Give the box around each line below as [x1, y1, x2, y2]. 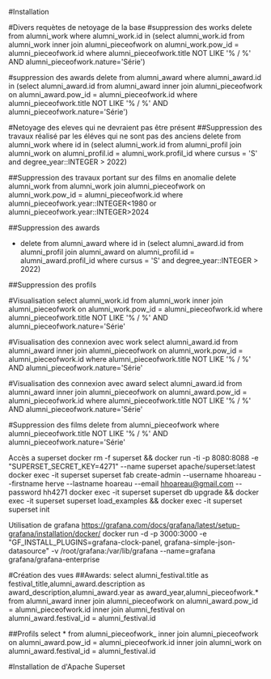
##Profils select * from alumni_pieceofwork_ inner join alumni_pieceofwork [8, 629, 259, 639]
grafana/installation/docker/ [8, 529, 101, 538]
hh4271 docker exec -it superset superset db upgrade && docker [43, 487, 260, 497]
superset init [8, 505, 50, 514]
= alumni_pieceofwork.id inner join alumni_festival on [8, 605, 185, 614]
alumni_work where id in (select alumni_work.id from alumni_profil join [8, 140, 242, 149]
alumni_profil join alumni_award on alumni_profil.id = [19, 247, 196, 257]
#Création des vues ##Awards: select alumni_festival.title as [8, 571, 209, 579]
